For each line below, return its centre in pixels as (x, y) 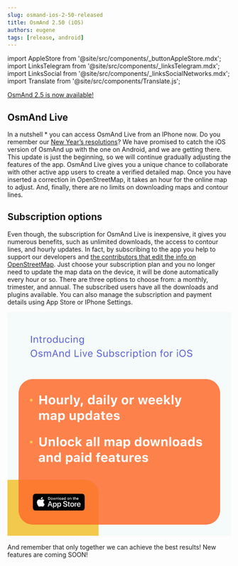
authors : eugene (31, 30)
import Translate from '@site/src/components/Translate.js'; (94, 81)
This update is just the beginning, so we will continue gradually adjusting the (119, 157)
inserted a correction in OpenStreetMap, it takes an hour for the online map (117, 180)
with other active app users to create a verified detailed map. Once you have (119, 172)
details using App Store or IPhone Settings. (70, 302)
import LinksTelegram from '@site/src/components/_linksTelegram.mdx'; (114, 66)
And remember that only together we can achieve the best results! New (112, 547)
